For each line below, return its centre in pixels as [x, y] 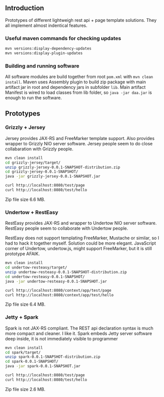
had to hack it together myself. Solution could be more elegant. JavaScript [81, 243]
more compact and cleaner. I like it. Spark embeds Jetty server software [79, 333]
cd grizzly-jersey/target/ [33, 163]
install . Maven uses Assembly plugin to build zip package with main [76, 82]
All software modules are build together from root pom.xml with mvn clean [79, 77]
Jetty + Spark [22, 317]
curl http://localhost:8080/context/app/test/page [58, 290]
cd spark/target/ [23, 352]
